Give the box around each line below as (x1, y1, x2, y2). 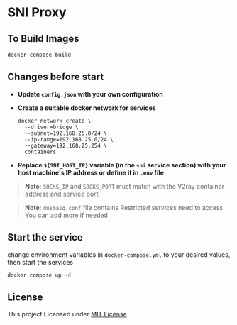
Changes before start (7, 71, 104, 83)
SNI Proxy (7, 4, 67, 21)
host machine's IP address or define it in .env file (17, 168, 165, 177)
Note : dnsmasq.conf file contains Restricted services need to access (24, 203, 224, 211)
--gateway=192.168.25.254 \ (24, 142, 108, 149)
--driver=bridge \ (24, 123, 79, 131)
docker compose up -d (7, 271, 72, 279)
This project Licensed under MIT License (7, 310, 128, 319)
